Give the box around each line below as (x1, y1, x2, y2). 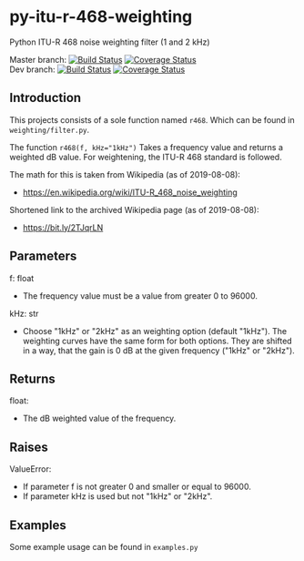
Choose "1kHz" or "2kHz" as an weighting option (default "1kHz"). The (22, 325, 288, 336)
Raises (9, 439, 48, 454)
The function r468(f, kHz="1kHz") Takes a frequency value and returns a (9, 141, 284, 152)
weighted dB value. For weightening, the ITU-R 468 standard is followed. (9, 151, 282, 162)
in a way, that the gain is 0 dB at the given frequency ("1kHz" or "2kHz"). (22, 344, 296, 356)
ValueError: (9, 464, 52, 474)
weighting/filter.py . (9, 124, 90, 135)
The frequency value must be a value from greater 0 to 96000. (22, 290, 258, 301)
